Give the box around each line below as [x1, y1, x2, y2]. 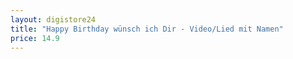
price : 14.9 [10, 33, 60, 43]
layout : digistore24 [10, 14, 97, 25]
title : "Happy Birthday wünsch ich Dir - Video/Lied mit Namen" [10, 24, 284, 34]
